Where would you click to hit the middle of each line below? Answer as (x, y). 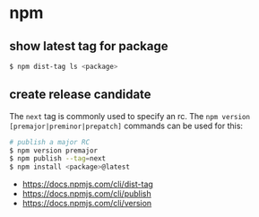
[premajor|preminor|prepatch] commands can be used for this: (126, 126)
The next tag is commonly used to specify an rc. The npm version (130, 116)
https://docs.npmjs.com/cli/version (87, 204)
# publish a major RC (50, 142)
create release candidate (80, 95)
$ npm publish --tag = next (57, 159)
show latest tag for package (89, 46)
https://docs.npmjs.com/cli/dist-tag (88, 184)
